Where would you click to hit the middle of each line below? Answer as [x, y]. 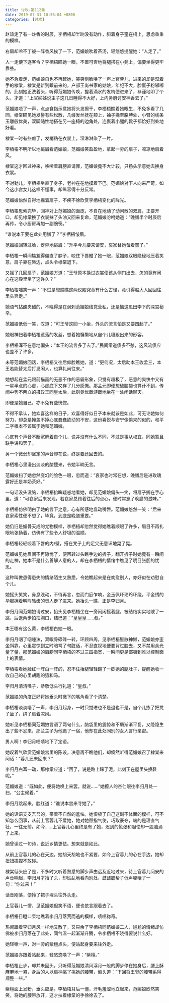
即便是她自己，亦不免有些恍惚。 [38, 403]
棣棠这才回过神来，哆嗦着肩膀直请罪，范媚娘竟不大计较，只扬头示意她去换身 [84, 166]
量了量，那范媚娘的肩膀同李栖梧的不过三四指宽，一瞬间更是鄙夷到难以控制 [82, 652]
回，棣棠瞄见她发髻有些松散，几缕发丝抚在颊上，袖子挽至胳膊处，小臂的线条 [84, 115]
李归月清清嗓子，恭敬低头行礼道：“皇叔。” [48, 686]
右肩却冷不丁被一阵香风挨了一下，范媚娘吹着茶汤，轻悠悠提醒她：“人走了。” [83, 51]
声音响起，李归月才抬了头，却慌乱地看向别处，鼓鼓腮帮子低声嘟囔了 [76, 878]
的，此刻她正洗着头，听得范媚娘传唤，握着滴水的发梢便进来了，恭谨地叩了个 [84, 92]
